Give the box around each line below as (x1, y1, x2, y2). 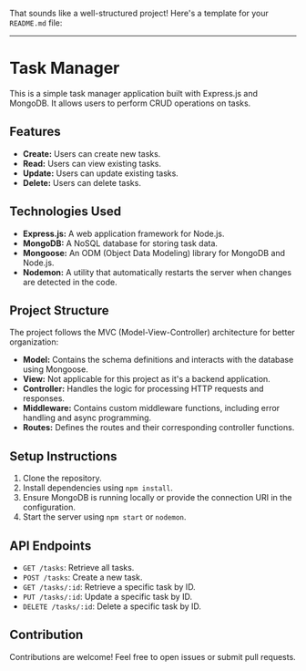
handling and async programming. (22, 412, 152, 423)
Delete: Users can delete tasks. (22, 177, 141, 188)
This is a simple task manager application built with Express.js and (9, 88, 258, 98)
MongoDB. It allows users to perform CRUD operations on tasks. (9, 98, 251, 108)
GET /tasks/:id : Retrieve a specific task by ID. (22, 582, 196, 592)
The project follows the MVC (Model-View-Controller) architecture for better (9, 327, 296, 338)
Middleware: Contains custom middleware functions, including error (22, 403, 280, 414)
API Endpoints (9, 538, 92, 553)
